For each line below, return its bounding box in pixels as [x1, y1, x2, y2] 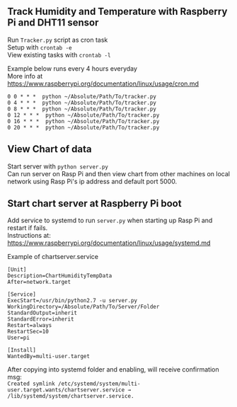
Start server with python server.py [7, 162, 108, 171]
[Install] [7, 347, 37, 354]
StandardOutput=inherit [7, 309, 78, 317]
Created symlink [7, 380, 55, 388]
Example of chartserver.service [7, 253, 99, 261]
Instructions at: [7, 231, 51, 240]
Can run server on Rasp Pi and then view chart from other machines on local [7, 169, 230, 178]
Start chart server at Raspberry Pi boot [7, 197, 182, 210]
